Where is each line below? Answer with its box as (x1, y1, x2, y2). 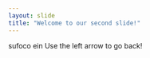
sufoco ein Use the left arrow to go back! (8, 41, 143, 50)
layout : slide (8, 11, 56, 20)
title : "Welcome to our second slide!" (8, 19, 141, 27)
